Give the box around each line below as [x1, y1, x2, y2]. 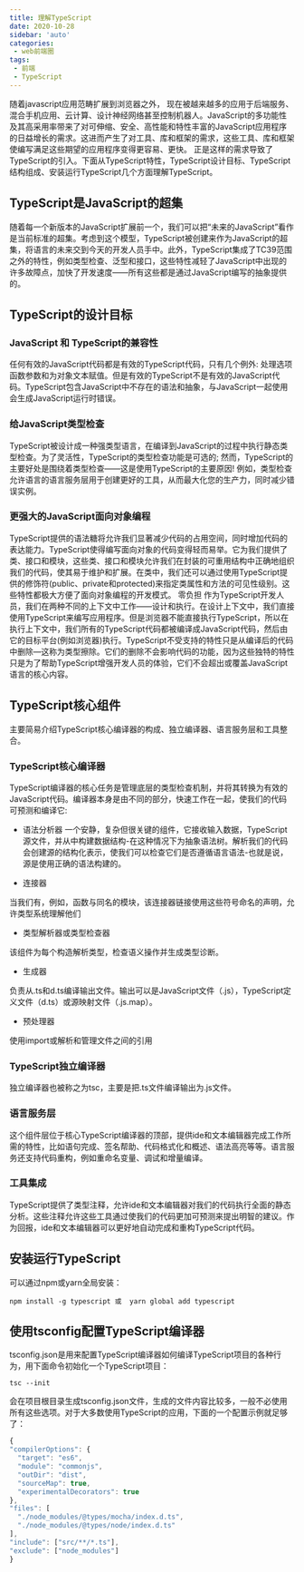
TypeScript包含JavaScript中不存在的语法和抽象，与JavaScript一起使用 [24, 382, 289, 393]
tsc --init [9, 1379, 51, 1388]
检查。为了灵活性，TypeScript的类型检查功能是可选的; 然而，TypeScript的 [16, 451, 294, 463]
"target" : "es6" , [17, 1453, 83, 1463]
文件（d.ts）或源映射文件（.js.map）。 [16, 996, 157, 1007]
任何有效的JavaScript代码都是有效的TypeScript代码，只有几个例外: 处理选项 [9, 359, 292, 370]
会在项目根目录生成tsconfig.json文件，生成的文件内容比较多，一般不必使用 [9, 1396, 288, 1407]
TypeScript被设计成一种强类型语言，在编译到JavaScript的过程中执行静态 [9, 440, 280, 451]
